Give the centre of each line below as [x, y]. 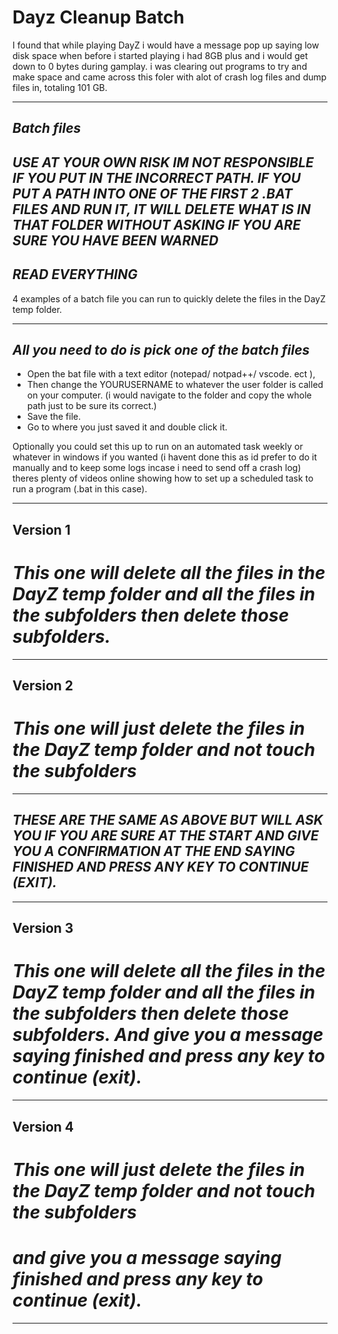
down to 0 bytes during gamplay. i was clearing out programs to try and [160, 66]
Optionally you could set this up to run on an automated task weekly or [158, 447]
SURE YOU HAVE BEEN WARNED [115, 240]
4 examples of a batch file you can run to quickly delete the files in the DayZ [169, 298]
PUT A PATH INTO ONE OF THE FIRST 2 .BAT [153, 193]
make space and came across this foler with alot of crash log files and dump [169, 77]
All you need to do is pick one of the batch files [161, 349]
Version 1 [41, 529]
